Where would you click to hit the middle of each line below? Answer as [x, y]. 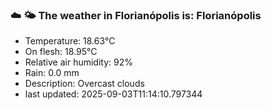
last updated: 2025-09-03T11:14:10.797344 [113, 94]
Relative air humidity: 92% [78, 62]
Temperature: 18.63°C [70, 41]
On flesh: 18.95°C [61, 52]
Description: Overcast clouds [84, 84]
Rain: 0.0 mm [52, 73]
